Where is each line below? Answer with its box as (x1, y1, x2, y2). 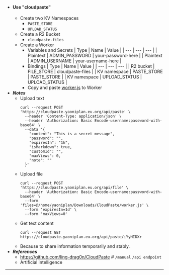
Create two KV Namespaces (20, 15, 79, 21)
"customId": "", (29, 149, 63, 154)
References (12, 249, 38, 255)
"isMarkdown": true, (29, 145, 72, 150)
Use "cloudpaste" (12, 4, 51, 10)
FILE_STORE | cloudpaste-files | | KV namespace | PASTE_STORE (27, 68, 163, 75)
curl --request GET (20, 230, 61, 235)
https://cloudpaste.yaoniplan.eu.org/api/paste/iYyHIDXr (20, 234, 142, 240)
